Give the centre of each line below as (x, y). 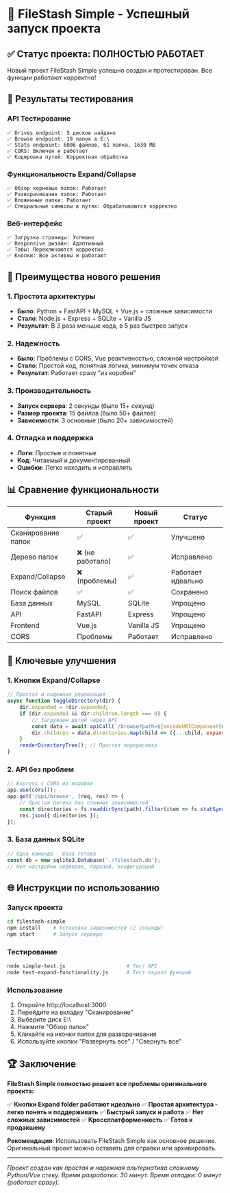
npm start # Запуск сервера (55, 934)
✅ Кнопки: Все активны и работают (57, 256)
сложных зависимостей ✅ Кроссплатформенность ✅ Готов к (100, 1120)
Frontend (25, 625)
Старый (99, 512)
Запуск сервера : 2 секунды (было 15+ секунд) (86, 406)
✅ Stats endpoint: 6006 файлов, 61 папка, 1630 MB (81, 145)
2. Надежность (34, 344)
